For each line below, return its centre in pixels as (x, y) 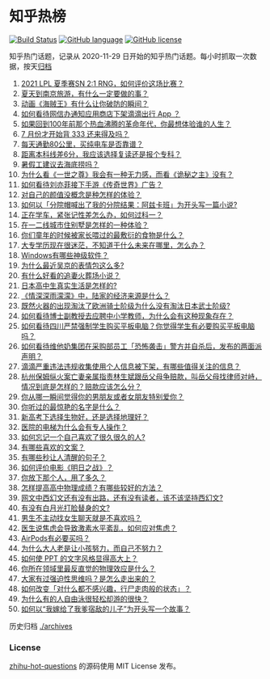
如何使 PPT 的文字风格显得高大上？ (79, 558)
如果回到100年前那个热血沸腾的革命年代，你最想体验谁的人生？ (126, 124)
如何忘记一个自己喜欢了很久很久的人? (83, 436)
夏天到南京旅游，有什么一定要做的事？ (84, 93)
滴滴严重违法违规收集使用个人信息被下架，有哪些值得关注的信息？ (131, 366)
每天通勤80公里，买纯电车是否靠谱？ (82, 144)
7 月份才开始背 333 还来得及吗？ (75, 133)
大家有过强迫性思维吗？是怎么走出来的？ (88, 578)
